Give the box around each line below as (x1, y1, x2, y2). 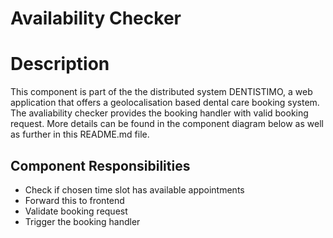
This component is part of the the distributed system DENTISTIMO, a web (10, 86, 313, 98)
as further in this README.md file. (10, 128, 150, 141)
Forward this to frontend (24, 194, 125, 206)
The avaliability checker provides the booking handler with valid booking (10, 107, 309, 119)
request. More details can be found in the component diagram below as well (10, 118, 324, 130)
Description (10, 53, 110, 76)
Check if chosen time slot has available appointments (24, 183, 245, 196)
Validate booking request (24, 205, 128, 217)
